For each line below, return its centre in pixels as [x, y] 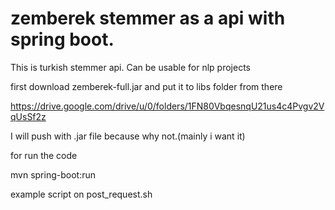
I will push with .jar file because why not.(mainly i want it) [128, 136]
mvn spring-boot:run [53, 174]
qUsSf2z [28, 116]
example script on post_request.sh [81, 194]
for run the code [44, 155]
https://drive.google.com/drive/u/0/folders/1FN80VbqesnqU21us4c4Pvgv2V [167, 106]
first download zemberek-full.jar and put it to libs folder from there [146, 86]
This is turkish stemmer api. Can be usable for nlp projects [130, 67]
